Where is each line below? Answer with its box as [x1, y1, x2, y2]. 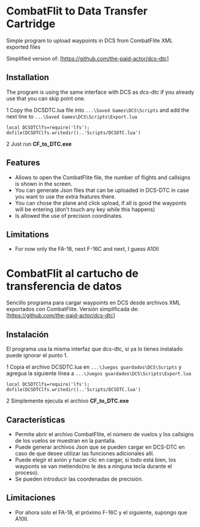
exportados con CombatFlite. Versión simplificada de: [6, 306, 139, 313]
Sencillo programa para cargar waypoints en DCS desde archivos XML [6, 299, 181, 306]
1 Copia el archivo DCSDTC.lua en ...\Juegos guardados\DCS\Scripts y [6, 363, 182, 371]
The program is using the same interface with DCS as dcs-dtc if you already [6, 88, 195, 96]
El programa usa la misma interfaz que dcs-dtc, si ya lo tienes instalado [6, 345, 183, 353]
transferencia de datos [6, 279, 122, 293]
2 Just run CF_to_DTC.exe [6, 140, 72, 147]
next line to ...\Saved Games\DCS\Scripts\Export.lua [6, 112, 138, 120]
